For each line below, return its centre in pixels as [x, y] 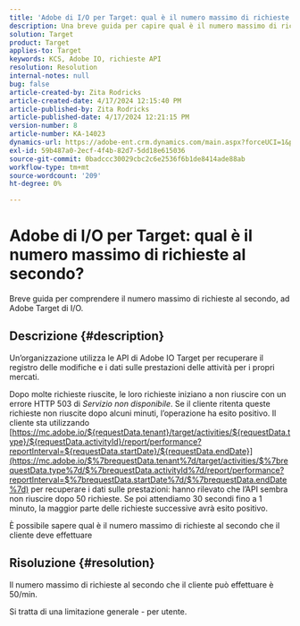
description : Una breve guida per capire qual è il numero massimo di [143, 26]
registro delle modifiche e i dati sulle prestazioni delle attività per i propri [142, 367]
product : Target [39, 42]
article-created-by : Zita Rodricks [75, 92]
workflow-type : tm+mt [50, 167]
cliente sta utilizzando [50, 422]
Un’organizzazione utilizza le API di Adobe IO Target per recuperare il [137, 358]
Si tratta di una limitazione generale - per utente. [98, 611]
